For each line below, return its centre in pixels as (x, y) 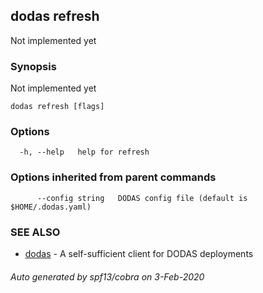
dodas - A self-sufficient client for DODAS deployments (139, 253)
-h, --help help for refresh (84, 152)
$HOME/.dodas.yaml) (51, 207)
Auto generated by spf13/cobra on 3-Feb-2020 (107, 276)
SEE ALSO (35, 232)
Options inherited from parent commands (113, 177)
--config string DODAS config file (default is (142, 198)
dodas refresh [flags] (57, 107)
